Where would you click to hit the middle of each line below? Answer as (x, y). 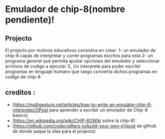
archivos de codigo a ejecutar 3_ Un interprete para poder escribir (73, 66)
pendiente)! (30, 20)
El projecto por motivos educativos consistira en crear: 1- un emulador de (81, 50)
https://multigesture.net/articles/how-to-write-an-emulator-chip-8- (83, 104)
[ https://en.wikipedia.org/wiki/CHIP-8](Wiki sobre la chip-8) (74, 120)
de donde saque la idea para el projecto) (54, 131)
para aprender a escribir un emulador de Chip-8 (98, 110)
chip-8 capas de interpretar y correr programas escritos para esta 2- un (79, 55)
